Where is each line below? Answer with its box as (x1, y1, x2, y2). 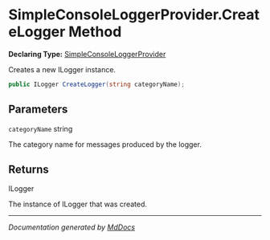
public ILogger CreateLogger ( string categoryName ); (8, 80, 185, 88)
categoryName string (8, 124, 73, 133)
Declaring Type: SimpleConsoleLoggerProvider (8, 49, 166, 59)
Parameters (8, 103, 68, 116)
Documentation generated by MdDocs (8, 222, 135, 232)
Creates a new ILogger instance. (8, 64, 117, 74)
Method (67, 22, 122, 41)
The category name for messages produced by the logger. (8, 139, 202, 149)
